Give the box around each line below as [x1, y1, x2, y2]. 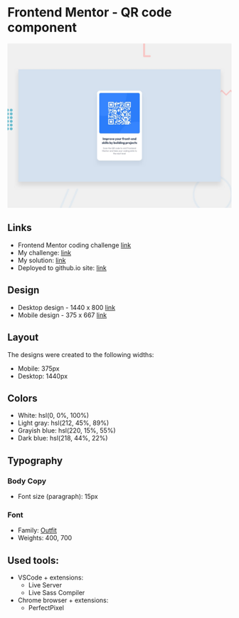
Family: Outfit [17, 526, 57, 535]
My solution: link [17, 256, 66, 264]
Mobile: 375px [17, 364, 60, 373]
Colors [7, 392, 38, 404]
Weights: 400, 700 [17, 534, 73, 542]
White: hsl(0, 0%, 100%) [17, 411, 90, 420]
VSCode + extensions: [17, 573, 84, 582]
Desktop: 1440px [17, 371, 68, 380]
